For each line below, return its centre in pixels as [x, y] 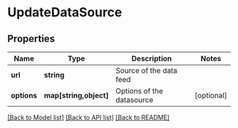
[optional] [211, 95]
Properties [31, 39]
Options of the [140, 91]
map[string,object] [76, 95]
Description [152, 59]
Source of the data [147, 70]
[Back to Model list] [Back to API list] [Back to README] [89, 117]
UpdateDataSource [65, 12]
